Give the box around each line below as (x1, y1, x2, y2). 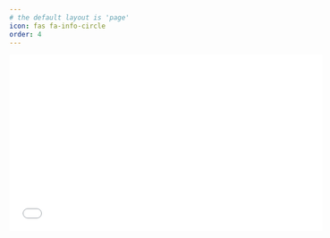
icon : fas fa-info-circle (9, 21, 106, 30)
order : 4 (9, 30, 42, 38)
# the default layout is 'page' (9, 13, 130, 22)
